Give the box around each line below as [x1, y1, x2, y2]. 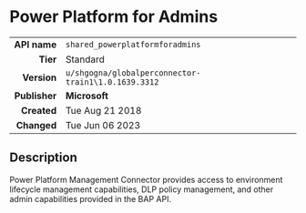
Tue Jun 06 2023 [65, 118, 141, 131]
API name [14, 38, 57, 51]
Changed [15, 118, 57, 131]
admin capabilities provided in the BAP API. [9, 193, 171, 204]
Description [9, 150, 77, 166]
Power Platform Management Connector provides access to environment [9, 174, 283, 185]
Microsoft [65, 89, 109, 102]
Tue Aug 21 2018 [65, 104, 142, 117]
